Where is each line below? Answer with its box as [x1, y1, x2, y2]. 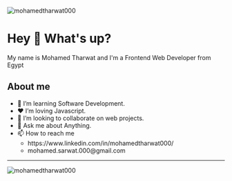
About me [7, 81, 50, 93]
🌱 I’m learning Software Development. [17, 99, 126, 107]
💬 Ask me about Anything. [17, 121, 92, 129]
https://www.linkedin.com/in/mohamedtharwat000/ [27, 139, 174, 147]
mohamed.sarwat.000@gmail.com [27, 146, 126, 155]
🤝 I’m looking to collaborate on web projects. [17, 114, 144, 122]
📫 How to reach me [17, 128, 75, 137]
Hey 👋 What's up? [7, 31, 112, 46]
